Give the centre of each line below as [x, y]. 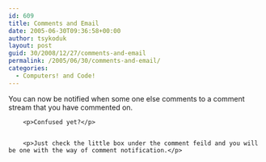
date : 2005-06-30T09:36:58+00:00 [65, 31]
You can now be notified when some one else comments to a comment [127, 98]
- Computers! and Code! [55, 76]
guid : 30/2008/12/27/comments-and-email [78, 53]
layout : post [30, 46]
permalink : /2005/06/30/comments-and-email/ [84, 61]
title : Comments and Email [54, 23]
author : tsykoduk [38, 38]
